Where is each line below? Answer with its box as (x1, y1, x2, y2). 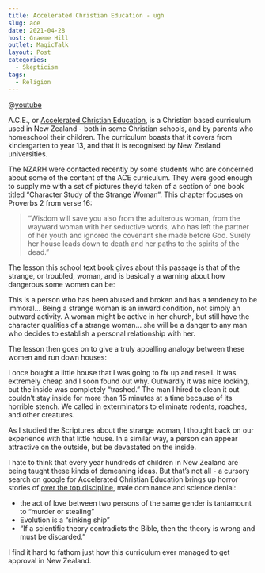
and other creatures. (8, 410, 75, 419)
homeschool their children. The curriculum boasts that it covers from (8, 132, 233, 141)
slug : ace (8, 19, 41, 27)
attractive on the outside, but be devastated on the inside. (8, 442, 196, 452)
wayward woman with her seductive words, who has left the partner (27, 221, 250, 231)
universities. (8, 148, 48, 159)
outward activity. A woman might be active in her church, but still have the (8, 311, 250, 321)
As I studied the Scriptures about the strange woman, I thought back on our (8, 425, 255, 435)
